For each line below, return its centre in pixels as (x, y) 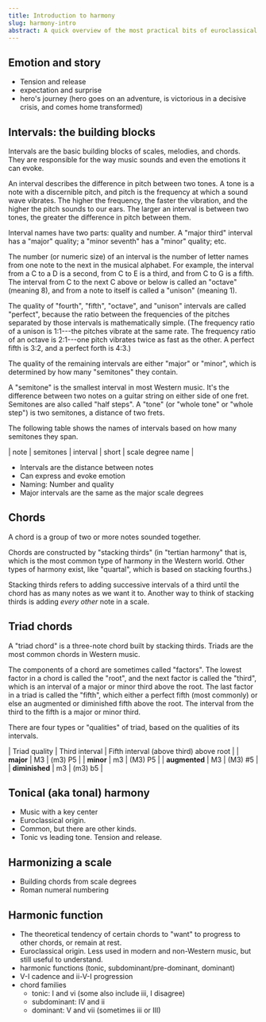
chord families (43, 985)
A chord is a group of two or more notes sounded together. (104, 537)
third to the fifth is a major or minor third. (75, 712)
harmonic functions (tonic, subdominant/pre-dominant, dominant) (127, 968)
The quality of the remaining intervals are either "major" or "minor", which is (132, 363)
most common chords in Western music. (74, 654)
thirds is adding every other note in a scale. (79, 601)
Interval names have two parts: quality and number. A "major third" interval (130, 233)
